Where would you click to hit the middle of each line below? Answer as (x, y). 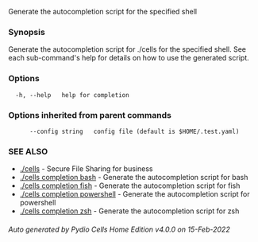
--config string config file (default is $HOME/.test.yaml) (134, 131)
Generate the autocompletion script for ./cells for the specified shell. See (127, 49)
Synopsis (27, 32)
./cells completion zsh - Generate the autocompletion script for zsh (129, 211)
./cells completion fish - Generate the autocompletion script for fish (130, 185)
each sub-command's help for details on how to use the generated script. (129, 58)
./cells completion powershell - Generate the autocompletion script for (135, 194)
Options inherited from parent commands (90, 115)
